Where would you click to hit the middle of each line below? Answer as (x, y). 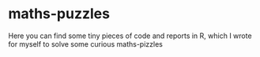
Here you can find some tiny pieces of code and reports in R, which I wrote (130, 36)
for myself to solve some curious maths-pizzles (86, 44)
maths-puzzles (59, 14)
